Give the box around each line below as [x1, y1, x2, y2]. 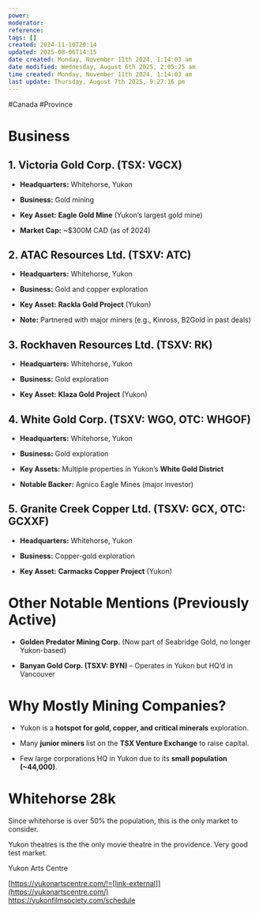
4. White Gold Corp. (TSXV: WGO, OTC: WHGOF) [8, 413, 251, 426]
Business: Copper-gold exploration [19, 551, 136, 560]
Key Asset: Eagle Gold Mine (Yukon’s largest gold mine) [19, 210, 203, 220]
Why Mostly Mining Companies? [8, 696, 227, 715]
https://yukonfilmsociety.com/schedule [8, 895, 136, 905]
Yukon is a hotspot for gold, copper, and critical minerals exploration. [19, 722, 250, 732]
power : [8, 11, 30, 20]
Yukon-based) [19, 645, 67, 655]
